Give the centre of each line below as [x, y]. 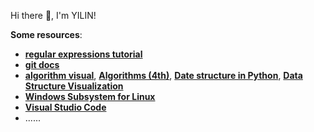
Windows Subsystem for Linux [90, 96]
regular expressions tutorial [83, 54]
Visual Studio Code [65, 107]
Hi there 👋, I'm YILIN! [53, 15]
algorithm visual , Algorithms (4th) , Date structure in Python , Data [163, 75]
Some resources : [46, 34]
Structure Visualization [74, 86]
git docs [42, 64]
